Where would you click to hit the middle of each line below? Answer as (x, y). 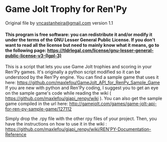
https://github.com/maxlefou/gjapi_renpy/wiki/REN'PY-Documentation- (78, 129)
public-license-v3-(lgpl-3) (33, 55)
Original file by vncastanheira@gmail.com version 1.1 (59, 23)
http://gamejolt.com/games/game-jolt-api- (113, 104)
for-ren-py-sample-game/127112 (38, 109)
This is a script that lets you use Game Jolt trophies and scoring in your (78, 67)
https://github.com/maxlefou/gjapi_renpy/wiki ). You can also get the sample (84, 99)
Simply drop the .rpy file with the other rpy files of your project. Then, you (81, 119)
